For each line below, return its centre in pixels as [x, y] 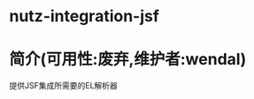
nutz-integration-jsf [84, 16]
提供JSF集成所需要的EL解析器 [63, 86]
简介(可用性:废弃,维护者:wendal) [128, 60]
